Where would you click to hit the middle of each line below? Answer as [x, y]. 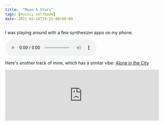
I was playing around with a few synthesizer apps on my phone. [69, 33]
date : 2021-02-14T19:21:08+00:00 [39, 19]
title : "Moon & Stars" [29, 10]
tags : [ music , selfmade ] [30, 14]
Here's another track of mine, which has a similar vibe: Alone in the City [77, 63]
